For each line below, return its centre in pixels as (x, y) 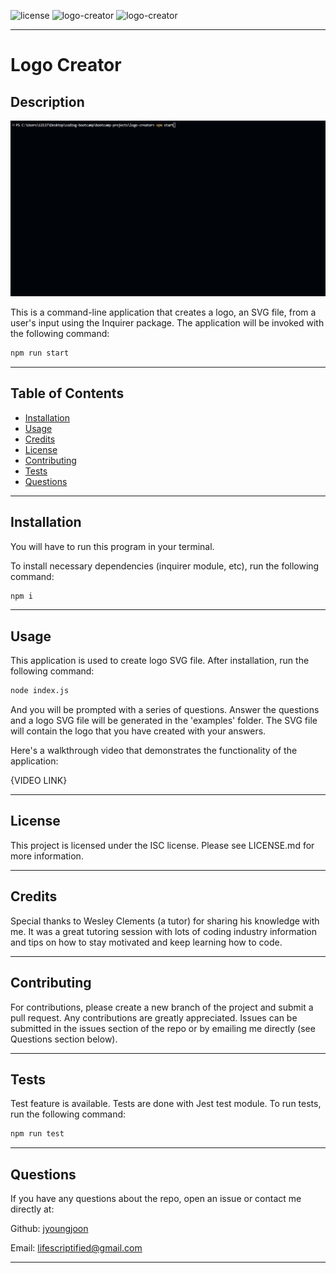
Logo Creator (66, 65)
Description (47, 101)
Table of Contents (67, 393)
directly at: (32, 1209)
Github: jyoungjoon (49, 1229)
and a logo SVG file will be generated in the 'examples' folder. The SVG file (164, 721)
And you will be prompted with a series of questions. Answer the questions (165, 710)
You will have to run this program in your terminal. (112, 546)
